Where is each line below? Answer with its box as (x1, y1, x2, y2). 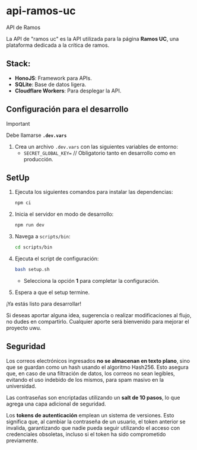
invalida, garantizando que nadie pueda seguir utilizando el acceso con (6, 424, 180, 431)
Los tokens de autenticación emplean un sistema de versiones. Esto (6, 411, 174, 419)
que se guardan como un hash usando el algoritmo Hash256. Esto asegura (6, 363, 189, 371)
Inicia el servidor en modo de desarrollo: (14, 210, 114, 218)
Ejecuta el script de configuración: (14, 255, 99, 262)
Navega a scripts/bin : (14, 233, 71, 240)
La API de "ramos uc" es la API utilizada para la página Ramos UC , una (6, 35, 179, 42)
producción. (23, 155, 53, 162)
